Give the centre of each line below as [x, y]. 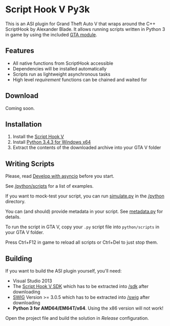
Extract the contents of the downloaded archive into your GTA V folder [87, 148]
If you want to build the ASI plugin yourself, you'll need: [63, 271]
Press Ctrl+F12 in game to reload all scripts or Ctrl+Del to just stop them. [82, 242]
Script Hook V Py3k [48, 10]
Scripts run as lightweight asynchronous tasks [61, 74]
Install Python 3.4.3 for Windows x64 [52, 142]
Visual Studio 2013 [32, 281]
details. [13, 217]
